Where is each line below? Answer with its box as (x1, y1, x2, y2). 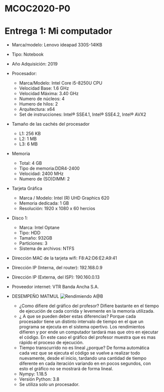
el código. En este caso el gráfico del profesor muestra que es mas (19, 334, 156, 340)
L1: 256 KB (19, 131, 41, 137)
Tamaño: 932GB (19, 235, 52, 241)
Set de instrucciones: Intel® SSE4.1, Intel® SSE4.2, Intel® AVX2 (19, 111, 146, 117)
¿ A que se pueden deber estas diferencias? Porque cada (19, 314, 136, 320)
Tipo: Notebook (11, 51, 44, 57)
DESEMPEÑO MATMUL (11, 293, 60, 299)
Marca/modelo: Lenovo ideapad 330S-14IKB (11, 42, 102, 48)
